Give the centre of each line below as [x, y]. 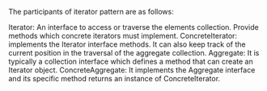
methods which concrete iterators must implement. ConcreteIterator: [123, 36]
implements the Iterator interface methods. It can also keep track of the [127, 44]
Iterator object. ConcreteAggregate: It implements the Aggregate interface [132, 70]
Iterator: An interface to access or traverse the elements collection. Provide [133, 27]
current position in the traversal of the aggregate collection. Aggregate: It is [134, 53]
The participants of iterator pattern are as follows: [91, 12]
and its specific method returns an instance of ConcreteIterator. [114, 79]
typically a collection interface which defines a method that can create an [131, 61]
